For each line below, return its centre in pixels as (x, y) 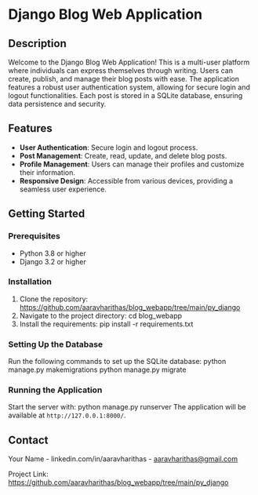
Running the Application (55, 390)
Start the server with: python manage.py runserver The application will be (127, 407)
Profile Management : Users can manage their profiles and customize (132, 164)
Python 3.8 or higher (53, 253)
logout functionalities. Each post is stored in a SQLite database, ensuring (125, 95)
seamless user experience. (63, 189)
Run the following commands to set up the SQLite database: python (117, 362)
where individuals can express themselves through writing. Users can (121, 71)
